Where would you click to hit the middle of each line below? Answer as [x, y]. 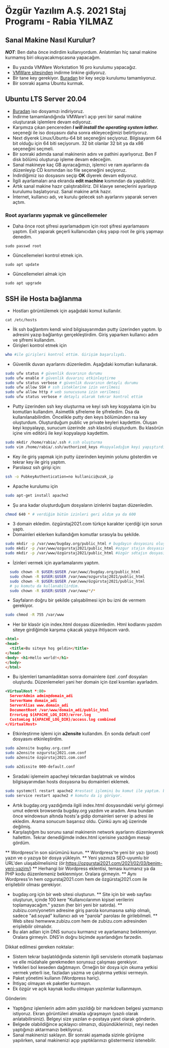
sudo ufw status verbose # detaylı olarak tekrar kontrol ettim [74, 397]
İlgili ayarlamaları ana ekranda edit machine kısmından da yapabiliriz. [84, 181]
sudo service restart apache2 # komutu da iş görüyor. [64, 795]
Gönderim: [16, 998]
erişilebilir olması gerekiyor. [33, 884]
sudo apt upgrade [23, 283]
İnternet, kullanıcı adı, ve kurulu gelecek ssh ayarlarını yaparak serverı [85, 197]
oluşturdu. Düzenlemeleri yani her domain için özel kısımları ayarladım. [85, 682]
